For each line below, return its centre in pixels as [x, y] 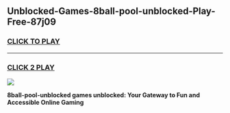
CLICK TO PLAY [34, 42]
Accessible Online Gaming [46, 102]
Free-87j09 [32, 22]
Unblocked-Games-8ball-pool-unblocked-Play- [111, 11]
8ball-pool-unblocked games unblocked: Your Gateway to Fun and [104, 95]
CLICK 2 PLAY [31, 67]
